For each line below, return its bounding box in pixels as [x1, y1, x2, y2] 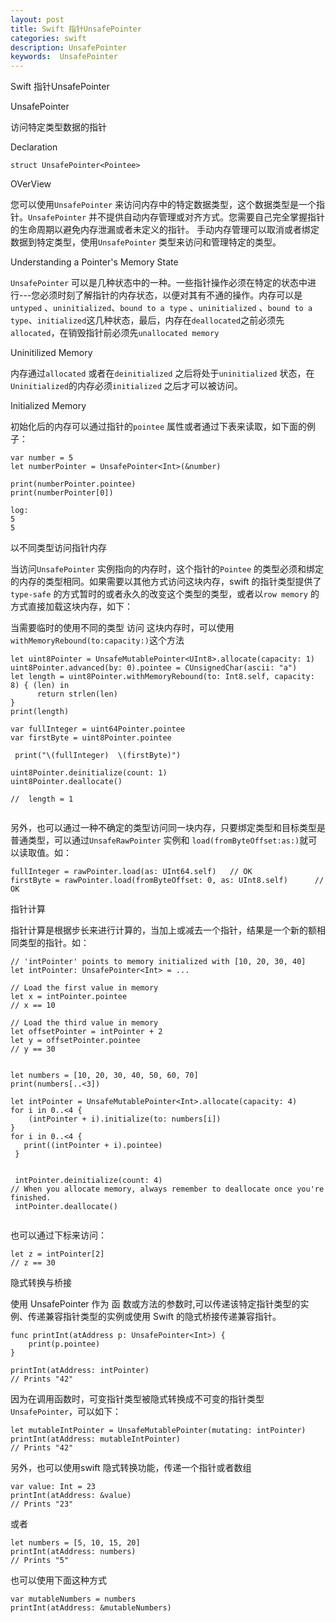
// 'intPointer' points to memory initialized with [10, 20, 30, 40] [10, 957, 307, 967]
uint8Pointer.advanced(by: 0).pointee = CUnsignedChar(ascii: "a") [10, 663, 298, 673]
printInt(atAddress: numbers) [10, 1547, 137, 1557]
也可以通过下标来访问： [10, 1229, 107, 1241]
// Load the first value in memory [10, 983, 159, 993]
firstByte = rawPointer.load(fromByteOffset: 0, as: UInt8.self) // [10, 876, 325, 886]
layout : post [10, 14, 65, 25]
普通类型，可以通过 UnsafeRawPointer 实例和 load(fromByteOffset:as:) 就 [10, 834, 309, 846]
